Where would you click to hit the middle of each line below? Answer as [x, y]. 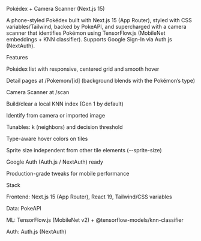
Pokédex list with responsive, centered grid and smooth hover [83, 69]
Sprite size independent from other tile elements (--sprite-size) [84, 150]
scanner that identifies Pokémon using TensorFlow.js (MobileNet [86, 33]
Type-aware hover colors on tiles [47, 138]
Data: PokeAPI [24, 208]
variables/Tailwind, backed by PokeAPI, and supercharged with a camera [97, 27]
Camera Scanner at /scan [38, 92]
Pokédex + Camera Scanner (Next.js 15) [55, 9]
